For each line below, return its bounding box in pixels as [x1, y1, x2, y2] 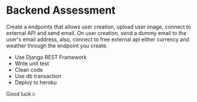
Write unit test [14, 60, 49, 67]
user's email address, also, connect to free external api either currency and [6, 36, 189, 43]
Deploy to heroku [14, 78, 57, 86]
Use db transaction [14, 72, 62, 79]
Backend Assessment [6, 4, 116, 17]
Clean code [14, 66, 43, 73]
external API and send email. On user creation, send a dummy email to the [6, 29, 187, 36]
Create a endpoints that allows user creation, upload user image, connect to [6, 23, 191, 30]
